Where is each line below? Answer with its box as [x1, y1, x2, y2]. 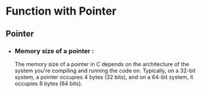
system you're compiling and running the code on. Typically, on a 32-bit [14, 67, 196, 74]
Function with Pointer [5, 4, 117, 18]
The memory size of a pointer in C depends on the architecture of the [14, 60, 190, 67]
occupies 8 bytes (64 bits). [14, 80, 83, 87]
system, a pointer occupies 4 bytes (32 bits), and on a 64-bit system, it [14, 73, 193, 80]
